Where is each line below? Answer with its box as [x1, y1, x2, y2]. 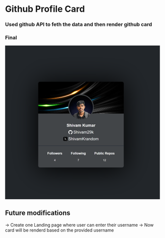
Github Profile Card [5, 3, 85, 15]
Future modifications [5, 209, 71, 217]
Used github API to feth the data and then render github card [5, 21, 152, 28]
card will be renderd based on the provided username [5, 227, 114, 233]
